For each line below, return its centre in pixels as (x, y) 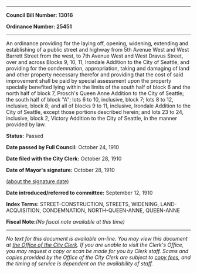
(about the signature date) (38, 181)
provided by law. (26, 124)
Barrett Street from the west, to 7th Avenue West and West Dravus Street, (95, 56)
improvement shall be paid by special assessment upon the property (89, 81)
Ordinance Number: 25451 (39, 26)
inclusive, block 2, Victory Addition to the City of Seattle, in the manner (92, 118)
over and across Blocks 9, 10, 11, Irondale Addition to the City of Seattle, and (98, 62)
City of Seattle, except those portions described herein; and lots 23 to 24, (95, 112)
